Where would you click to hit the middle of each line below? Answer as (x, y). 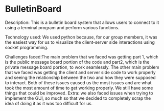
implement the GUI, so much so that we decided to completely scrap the (78, 98)
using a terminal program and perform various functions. (62, 27)
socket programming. (27, 47)
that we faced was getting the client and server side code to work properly (80, 72)
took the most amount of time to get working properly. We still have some (79, 88)
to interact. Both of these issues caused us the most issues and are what (78, 83)
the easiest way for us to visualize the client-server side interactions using (80, 42)
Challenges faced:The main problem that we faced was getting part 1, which (82, 56)
